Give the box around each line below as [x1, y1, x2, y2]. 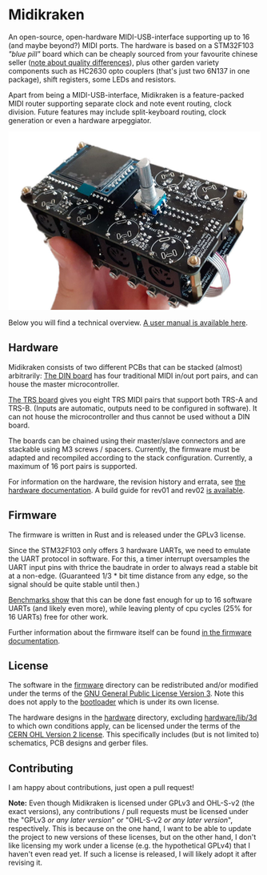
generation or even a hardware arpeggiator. [8, 115, 152, 125]
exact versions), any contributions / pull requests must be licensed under [8, 807, 249, 817]
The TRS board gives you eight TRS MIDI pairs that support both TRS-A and [8, 395, 258, 404]
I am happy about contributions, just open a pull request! [8, 783, 194, 793]
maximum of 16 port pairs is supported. [8, 461, 137, 471]
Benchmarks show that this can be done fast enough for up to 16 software [8, 595, 253, 604]
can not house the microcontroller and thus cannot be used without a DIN [8, 411, 250, 421]
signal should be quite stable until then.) [8, 579, 140, 589]
